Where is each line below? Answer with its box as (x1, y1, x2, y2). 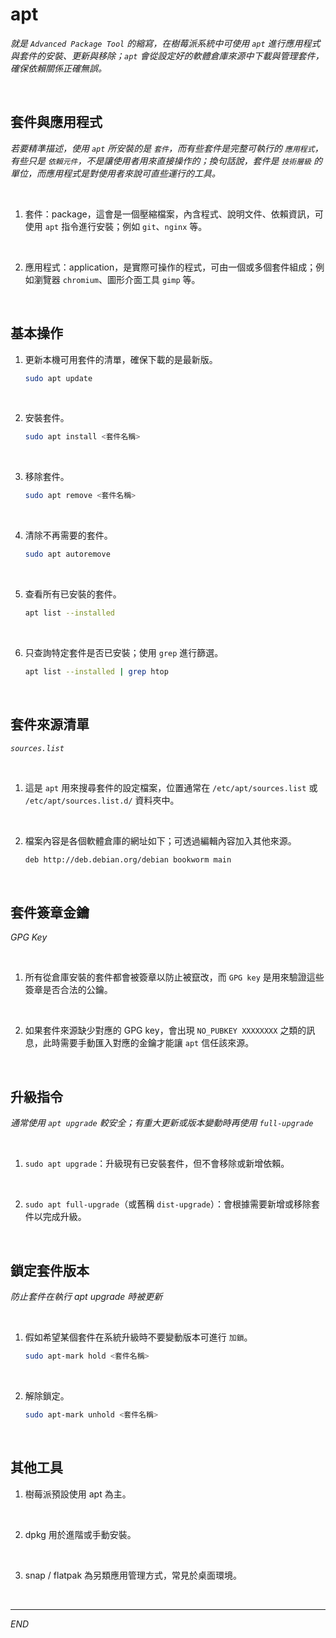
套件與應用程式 (10, 114, 103, 131)
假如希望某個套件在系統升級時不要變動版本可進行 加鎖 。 (24, 1331, 253, 1343)
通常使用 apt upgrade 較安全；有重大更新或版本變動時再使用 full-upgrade (10, 1117, 314, 1129)
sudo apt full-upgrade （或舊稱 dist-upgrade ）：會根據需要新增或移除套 (24, 1198, 320, 1210)
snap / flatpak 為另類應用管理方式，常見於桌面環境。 (24, 1569, 243, 1581)
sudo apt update (24, 373, 93, 383)
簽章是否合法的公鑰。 (24, 984, 113, 996)
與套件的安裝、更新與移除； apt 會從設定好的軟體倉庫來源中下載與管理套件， (10, 49, 325, 62)
